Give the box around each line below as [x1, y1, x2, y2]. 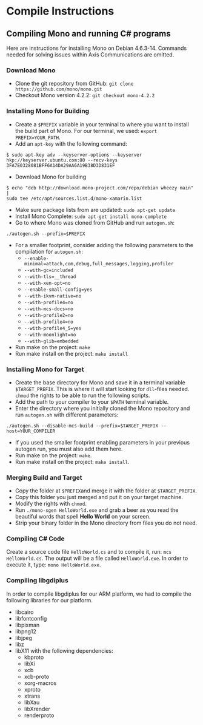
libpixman [15, 621, 40, 628]
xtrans [24, 692, 41, 699]
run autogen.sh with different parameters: [15, 411, 119, 418]
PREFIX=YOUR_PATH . [15, 134, 61, 141]
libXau [24, 698, 40, 706]
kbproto [24, 653, 44, 661]
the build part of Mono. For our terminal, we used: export [15, 127, 158, 134]
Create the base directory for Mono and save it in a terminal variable [15, 378, 186, 386]
